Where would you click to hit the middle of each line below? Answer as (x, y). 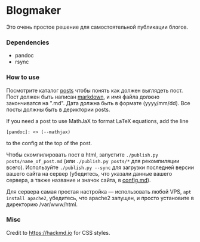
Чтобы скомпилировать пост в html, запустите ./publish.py (82, 154)
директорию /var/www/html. (42, 204)
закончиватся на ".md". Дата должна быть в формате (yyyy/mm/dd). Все (98, 103)
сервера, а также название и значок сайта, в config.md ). (79, 180)
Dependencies (28, 42)
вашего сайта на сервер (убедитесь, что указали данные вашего (89, 173)
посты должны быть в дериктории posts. (58, 109)
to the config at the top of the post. (49, 143)
